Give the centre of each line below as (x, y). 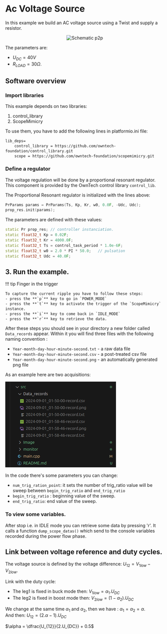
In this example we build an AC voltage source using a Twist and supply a (81, 23)
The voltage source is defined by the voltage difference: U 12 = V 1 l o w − (78, 565)
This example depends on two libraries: (46, 106)
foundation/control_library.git (39, 151)
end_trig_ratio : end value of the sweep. (55, 501)
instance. (16, 309)
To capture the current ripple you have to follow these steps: (74, 294)
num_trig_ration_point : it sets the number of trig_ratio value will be (82, 485)
